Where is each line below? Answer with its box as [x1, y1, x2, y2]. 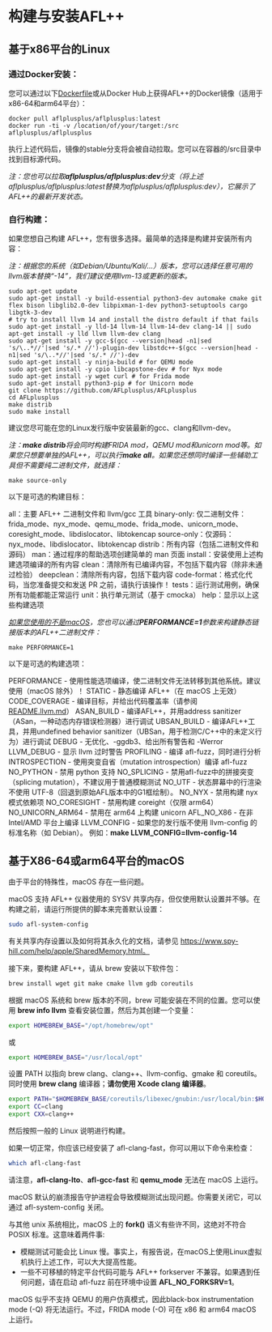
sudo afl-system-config [8, 920, 89, 928]
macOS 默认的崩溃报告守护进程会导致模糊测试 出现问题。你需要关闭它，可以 [8, 1192, 261, 1202]
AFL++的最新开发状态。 [8, 191, 87, 201]
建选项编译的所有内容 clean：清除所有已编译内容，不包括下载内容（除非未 [8, 560, 256, 569]
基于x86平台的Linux [8, 42, 111, 56]
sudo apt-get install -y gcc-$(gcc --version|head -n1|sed [8, 337, 212, 345]
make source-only [8, 477, 67, 485]
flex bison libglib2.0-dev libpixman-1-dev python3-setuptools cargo [8, 301, 249, 310]
